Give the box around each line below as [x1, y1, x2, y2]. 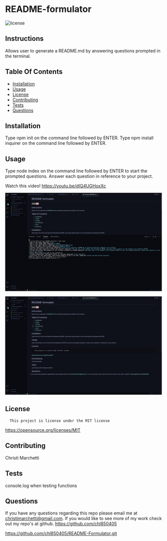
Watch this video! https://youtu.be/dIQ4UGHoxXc [5, 183, 106, 189]
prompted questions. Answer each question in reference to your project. [5, 173, 153, 179]
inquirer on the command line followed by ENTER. [5, 140, 107, 146]
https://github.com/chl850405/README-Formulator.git [5, 531, 117, 537]
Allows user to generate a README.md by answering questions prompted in [5, 47, 161, 53]
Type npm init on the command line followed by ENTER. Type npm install [5, 135, 154, 141]
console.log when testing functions [5, 483, 77, 489]
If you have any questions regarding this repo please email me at [5, 510, 138, 516]
